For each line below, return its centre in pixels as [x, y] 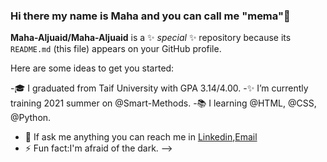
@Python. [31, 118]
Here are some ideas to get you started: [92, 68]
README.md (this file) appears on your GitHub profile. [116, 49]
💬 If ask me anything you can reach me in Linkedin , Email [141, 137]
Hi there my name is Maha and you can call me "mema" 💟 [150, 16]
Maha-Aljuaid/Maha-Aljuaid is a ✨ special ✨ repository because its [151, 38]
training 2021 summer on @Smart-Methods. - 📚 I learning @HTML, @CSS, [163, 103]
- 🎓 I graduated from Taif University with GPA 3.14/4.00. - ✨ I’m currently [159, 88]
